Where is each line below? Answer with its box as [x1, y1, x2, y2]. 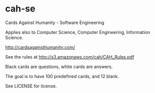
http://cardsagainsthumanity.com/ [5, 44, 75, 50]
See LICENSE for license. [5, 83, 57, 89]
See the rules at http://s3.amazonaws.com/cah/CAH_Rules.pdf [5, 53, 134, 60]
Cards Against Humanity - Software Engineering [5, 19, 104, 25]
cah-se [5, 3, 35, 14]
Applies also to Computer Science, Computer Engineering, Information [5, 29, 150, 35]
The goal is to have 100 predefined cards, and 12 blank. [5, 73, 119, 79]
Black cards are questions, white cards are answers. [5, 63, 113, 69]
